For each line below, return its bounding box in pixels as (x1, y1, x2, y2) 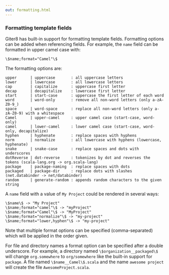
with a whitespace (25, 110, 65, 116)
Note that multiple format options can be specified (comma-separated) (5, 227, 153, 233)
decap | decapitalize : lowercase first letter (5, 88, 125, 94)
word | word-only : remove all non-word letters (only (5, 97, 151, 102)
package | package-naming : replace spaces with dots (5, 164, 130, 169)
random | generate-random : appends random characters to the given (5, 177, 162, 182)
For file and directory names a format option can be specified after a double (5, 242, 163, 249)
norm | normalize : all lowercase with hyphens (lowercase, (5, 137, 162, 142)
